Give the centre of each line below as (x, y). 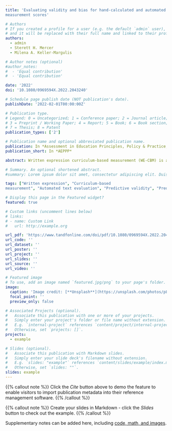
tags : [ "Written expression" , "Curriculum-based (58, 184)
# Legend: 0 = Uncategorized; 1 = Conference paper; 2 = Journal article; (87, 118)
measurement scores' (27, 15)
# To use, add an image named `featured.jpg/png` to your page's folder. (86, 283)
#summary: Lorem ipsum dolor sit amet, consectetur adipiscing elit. (81, 175)
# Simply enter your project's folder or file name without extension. (86, 320)
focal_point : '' (27, 297)
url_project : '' (23, 254)
